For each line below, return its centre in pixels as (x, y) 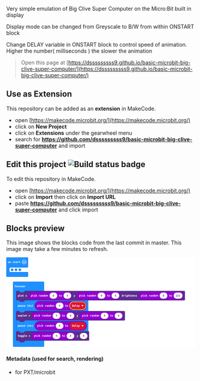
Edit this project (36, 164)
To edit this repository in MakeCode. (51, 179)
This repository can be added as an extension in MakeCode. (81, 108)
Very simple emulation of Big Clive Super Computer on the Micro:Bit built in (99, 9)
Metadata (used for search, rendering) (55, 359)
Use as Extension (39, 94)
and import (72, 146)
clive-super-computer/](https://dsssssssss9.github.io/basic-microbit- (107, 69)
